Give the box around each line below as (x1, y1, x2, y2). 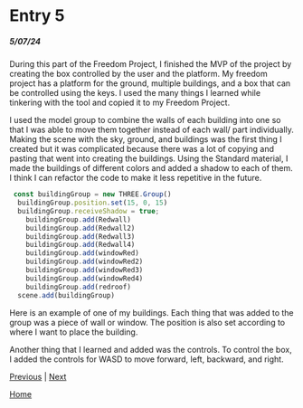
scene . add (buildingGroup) (17, 290, 116, 299)
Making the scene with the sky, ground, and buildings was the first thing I (9, 134, 282, 145)
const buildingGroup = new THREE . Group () (13, 190, 172, 199)
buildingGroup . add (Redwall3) (25, 232, 136, 241)
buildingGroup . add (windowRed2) (25, 257, 144, 267)
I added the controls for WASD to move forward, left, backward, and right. (9, 354, 284, 365)
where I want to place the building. (9, 327, 138, 337)
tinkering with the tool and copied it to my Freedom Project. (9, 97, 231, 109)
